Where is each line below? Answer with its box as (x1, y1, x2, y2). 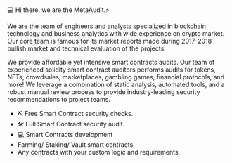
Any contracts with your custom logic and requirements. (17, 148, 181, 156)
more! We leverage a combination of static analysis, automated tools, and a (7, 80, 225, 89)
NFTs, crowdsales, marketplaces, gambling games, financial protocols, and (7, 73, 225, 81)
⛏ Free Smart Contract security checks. (17, 110, 134, 117)
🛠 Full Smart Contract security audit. (17, 120, 125, 128)
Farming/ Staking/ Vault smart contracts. (17, 141, 135, 149)
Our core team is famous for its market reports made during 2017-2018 (7, 37, 212, 45)
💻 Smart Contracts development (17, 131, 113, 138)
